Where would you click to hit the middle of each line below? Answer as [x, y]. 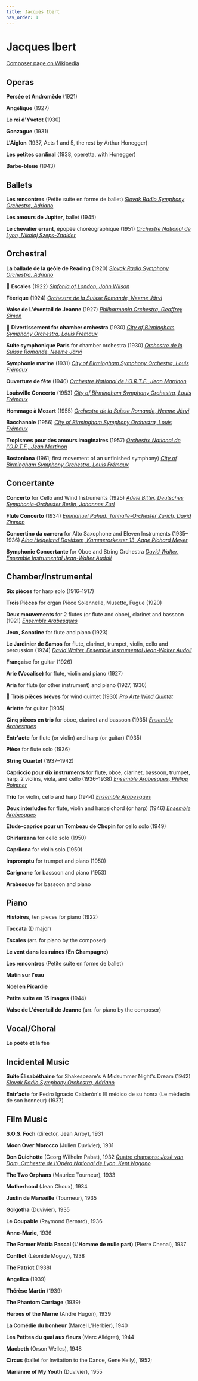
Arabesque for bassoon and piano [49, 884]
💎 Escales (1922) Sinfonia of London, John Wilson [68, 286]
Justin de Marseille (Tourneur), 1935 [52, 1198]
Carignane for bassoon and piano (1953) [56, 872]
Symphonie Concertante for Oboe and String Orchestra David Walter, [92, 551]
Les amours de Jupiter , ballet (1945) [51, 217]
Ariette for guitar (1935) [35, 708]
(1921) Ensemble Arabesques [42, 621]
